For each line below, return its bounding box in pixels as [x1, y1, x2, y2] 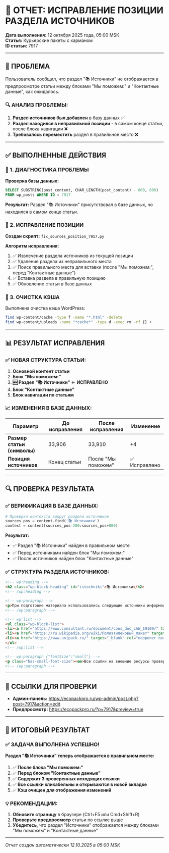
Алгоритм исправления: [5, 242, 59, 249]
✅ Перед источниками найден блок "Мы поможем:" [12, 550, 125, 556]
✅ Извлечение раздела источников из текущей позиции [12, 253, 133, 259]
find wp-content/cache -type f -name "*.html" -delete [5, 315, 123, 320]
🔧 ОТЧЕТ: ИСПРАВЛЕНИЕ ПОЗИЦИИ [5, 5, 163, 16]
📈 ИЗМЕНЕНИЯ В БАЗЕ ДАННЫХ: [5, 405, 92, 412]
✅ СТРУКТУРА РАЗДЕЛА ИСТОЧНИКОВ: [5, 568, 110, 575]
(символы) [8, 447, 35, 454]
